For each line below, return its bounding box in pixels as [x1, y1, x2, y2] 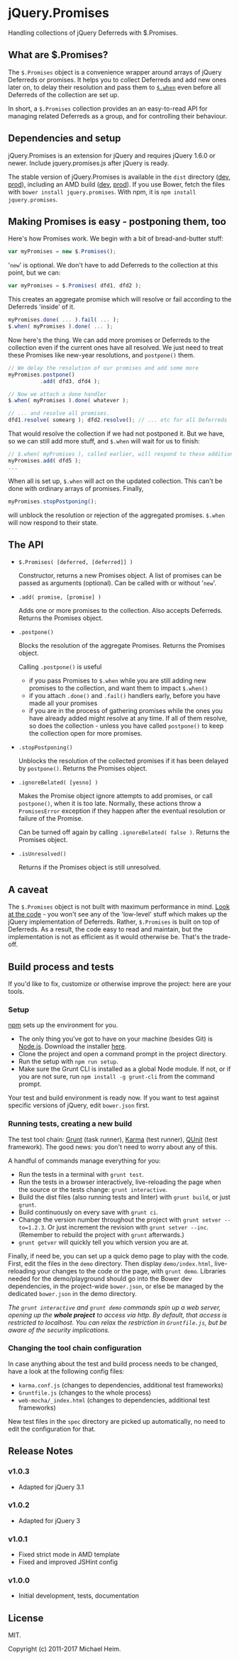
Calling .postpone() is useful [18, 663, 102, 671]
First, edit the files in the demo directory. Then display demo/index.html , [8, 1259, 213, 1268]
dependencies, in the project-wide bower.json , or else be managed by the [8, 1282, 224, 1290]
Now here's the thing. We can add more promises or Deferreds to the [8, 336, 210, 344]
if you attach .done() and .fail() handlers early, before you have [28, 692, 221, 700]
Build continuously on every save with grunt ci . [18, 1207, 159, 1216]
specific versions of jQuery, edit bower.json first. [8, 1101, 150, 1110]
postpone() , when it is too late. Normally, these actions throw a [18, 799, 201, 808]
